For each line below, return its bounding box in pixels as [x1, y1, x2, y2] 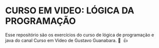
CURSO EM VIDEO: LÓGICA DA [5, 5, 134, 16]
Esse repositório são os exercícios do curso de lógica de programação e [5, 32, 154, 38]
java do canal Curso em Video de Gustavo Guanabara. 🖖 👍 [5, 37, 128, 43]
